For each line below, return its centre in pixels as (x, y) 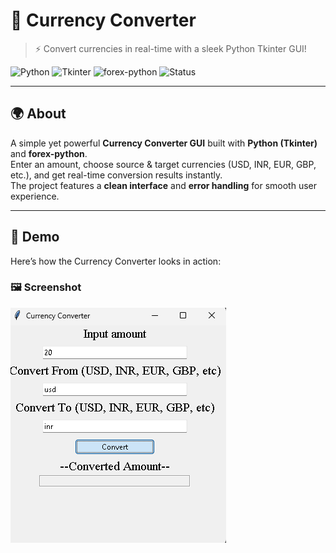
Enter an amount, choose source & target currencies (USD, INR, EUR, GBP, (163, 164)
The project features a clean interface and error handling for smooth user (163, 185)
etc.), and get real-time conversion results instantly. (116, 175)
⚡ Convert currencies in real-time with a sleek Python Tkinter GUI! (170, 48)
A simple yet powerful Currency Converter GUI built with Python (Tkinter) (164, 143)
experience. (35, 196)
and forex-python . (49, 153)
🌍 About (38, 114)
